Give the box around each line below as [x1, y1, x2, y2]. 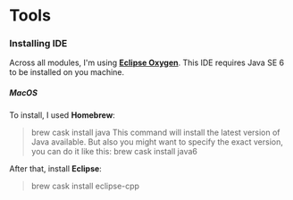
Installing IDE [9, 37, 68, 50]
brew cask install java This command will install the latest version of [30, 127, 280, 138]
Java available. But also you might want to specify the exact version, [30, 137, 283, 147]
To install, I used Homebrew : [9, 110, 116, 121]
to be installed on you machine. [9, 67, 125, 78]
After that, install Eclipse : [9, 163, 103, 174]
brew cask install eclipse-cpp [30, 180, 140, 192]
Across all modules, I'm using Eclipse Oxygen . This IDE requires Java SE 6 [9, 57, 284, 68]
